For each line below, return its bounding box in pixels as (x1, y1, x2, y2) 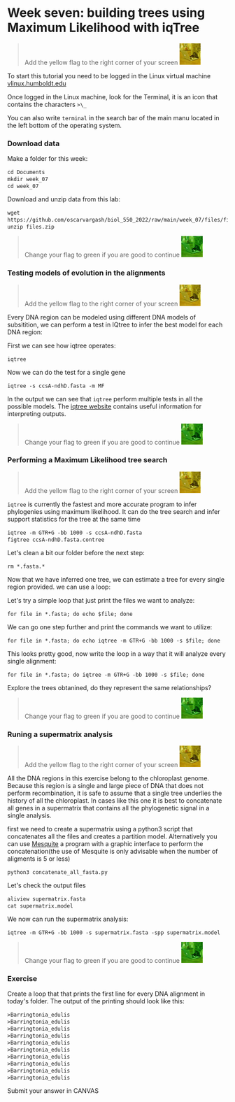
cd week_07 (7, 183, 39, 190)
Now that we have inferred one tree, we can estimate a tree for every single (7, 575, 225, 583)
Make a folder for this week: (7, 155, 88, 163)
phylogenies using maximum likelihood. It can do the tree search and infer (7, 507, 220, 515)
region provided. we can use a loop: (7, 582, 111, 591)
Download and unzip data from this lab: (7, 195, 121, 203)
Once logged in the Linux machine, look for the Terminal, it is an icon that (7, 92, 218, 101)
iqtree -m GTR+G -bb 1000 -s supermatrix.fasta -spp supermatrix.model (7, 929, 220, 936)
